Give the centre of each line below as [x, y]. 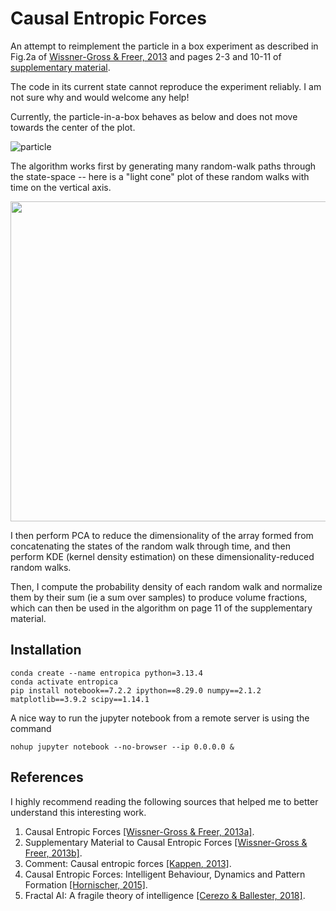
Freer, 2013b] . [53, 853]
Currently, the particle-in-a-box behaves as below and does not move [154, 116]
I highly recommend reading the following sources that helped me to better [164, 801]
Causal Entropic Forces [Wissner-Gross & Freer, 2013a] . [139, 831]
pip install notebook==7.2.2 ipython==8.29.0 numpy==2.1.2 [136, 690]
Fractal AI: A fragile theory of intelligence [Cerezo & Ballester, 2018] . [165, 895]
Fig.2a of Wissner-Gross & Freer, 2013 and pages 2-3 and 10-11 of [146, 56]
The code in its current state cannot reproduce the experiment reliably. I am [166, 86]
